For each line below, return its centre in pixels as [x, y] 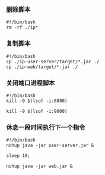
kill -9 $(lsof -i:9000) [37, 111]
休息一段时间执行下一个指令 [46, 127]
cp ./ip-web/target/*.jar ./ [42, 67]
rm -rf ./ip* [22, 27]
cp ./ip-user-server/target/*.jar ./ [53, 62]
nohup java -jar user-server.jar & [50, 145]
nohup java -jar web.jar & [39, 166]
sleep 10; [18, 156]
